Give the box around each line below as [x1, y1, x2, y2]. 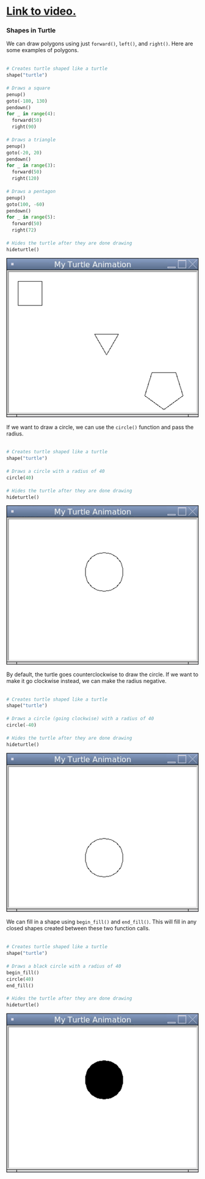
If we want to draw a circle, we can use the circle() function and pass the [6, 423, 194, 431]
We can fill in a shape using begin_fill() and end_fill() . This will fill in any [6, 918, 197, 925]
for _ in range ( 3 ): [6, 162, 56, 169]
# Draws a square [6, 85, 51, 91]
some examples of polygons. [6, 47, 79, 54]
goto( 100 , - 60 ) [6, 201, 45, 208]
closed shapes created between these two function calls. [6, 925, 151, 932]
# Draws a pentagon [6, 188, 56, 194]
